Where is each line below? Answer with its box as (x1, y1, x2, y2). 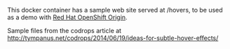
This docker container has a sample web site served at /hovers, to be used (7, 6, 223, 14)
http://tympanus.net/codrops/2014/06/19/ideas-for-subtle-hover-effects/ (7, 34, 219, 42)
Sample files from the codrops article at (7, 27, 121, 35)
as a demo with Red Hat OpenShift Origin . (7, 13, 128, 21)
